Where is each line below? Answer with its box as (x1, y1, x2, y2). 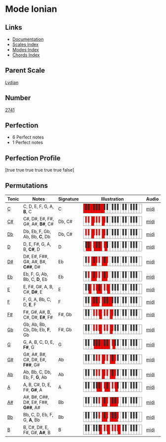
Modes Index (12, 47, 39, 52)
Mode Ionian (5, 3, 57, 15)
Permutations (5, 181, 48, 190)
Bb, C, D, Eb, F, (23, 411, 53, 417)
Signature (58, 196, 79, 202)
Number (5, 94, 31, 102)
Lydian (5, 79, 19, 85)
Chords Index (12, 52, 40, 58)
